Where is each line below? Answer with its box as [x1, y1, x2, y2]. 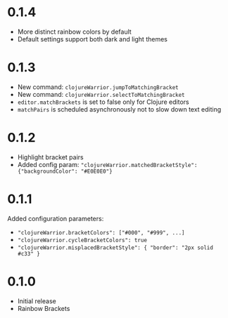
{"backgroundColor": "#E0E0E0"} [17, 168, 113, 175]
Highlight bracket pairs [17, 152, 84, 161]
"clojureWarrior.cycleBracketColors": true [17, 237, 148, 244]
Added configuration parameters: [7, 214, 104, 223]
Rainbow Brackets [17, 304, 70, 312]
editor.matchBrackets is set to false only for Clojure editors [17, 98, 189, 106]
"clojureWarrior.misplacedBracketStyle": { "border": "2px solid [17, 244, 213, 251]
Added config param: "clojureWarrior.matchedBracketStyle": [17, 160, 198, 168]
